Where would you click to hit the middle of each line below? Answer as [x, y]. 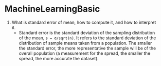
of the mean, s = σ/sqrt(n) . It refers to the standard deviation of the [87, 38]
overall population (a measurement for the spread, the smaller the [85, 53]
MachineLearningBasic [52, 9]
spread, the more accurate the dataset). [59, 58]
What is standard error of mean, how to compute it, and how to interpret [84, 22]
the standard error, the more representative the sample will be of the [87, 48]
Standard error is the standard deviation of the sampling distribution [87, 33]
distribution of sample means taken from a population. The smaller [85, 43]
